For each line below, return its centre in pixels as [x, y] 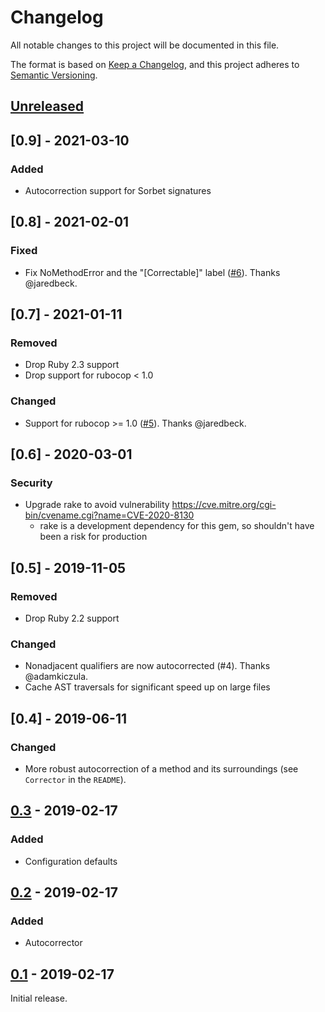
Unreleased [47, 106]
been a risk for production [93, 537]
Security [31, 483]
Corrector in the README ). [75, 780]
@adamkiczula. [56, 677]
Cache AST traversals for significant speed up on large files [147, 687]
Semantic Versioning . [54, 75]
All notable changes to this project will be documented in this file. [145, 45]
